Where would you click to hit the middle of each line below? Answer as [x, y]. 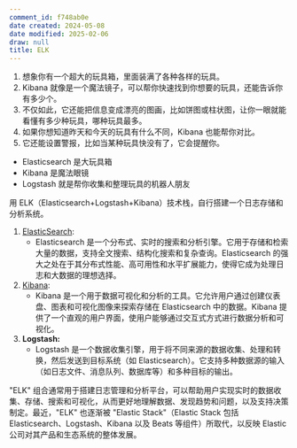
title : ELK [29, 50]
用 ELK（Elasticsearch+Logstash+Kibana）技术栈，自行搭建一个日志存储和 [146, 203]
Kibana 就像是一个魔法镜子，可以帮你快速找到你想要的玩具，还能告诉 [148, 88]
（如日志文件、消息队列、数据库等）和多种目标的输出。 [136, 372]
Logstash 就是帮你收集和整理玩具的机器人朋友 [106, 184]
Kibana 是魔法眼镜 [55, 173]
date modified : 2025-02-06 [59, 34]
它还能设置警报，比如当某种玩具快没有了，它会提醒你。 [123, 143]
